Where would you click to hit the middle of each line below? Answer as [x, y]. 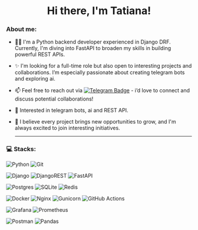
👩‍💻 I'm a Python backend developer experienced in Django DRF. [93, 42]
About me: [22, 29]
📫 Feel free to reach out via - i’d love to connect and [102, 91]
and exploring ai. [35, 79]
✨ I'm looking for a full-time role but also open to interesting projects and [103, 66]
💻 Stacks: [21, 149]
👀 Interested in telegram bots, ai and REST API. [71, 111]
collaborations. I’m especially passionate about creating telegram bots [100, 72]
